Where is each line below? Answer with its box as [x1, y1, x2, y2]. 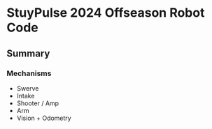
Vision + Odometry [16, 114, 71, 122]
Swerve [16, 84, 39, 92]
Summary [6, 47, 50, 59]
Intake [16, 91, 35, 100]
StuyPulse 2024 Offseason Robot [6, 5, 205, 21]
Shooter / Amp [16, 99, 59, 107]
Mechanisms [6, 68, 52, 78]
